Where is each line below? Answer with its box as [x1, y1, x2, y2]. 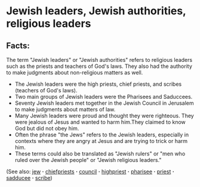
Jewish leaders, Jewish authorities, [6, 4, 186, 18]
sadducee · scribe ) [6, 174, 53, 181]
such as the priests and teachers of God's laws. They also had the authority [6, 63, 193, 70]
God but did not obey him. [14, 125, 79, 132]
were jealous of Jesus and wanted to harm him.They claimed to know [14, 119, 186, 126]
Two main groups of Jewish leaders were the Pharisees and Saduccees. [14, 93, 193, 100]
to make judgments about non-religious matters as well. [6, 69, 143, 76]
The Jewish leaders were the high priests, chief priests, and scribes [14, 80, 182, 88]
